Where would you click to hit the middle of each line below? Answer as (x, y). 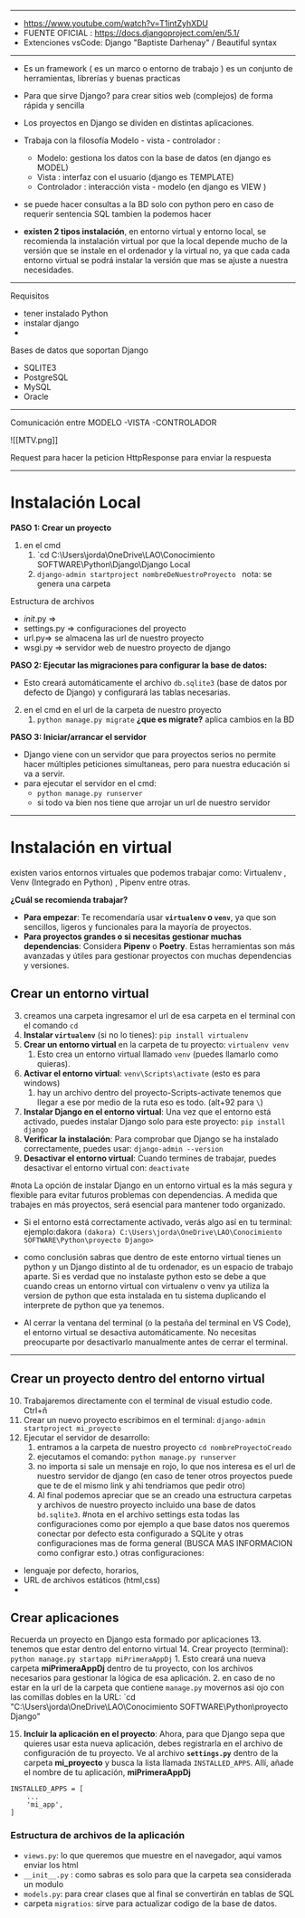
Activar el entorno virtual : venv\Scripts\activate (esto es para (142, 1073)
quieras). (53, 1063)
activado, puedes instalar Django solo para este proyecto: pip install (154, 1121)
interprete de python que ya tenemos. (94, 1305)
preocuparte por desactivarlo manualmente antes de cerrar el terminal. (156, 1342)
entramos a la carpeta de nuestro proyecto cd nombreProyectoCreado (164, 1447)
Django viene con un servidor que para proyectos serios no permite (150, 754)
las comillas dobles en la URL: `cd (73, 1697)
